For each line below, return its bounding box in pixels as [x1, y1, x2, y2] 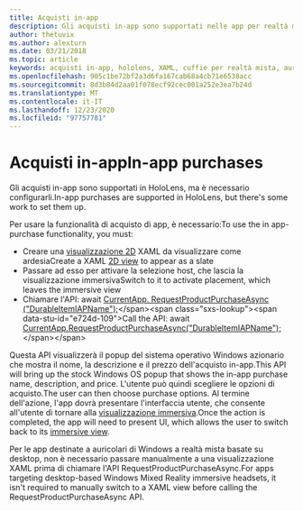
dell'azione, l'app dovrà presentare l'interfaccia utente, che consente [9, 397, 266, 408]
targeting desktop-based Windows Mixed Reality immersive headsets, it [9, 472, 277, 483]
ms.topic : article [9, 55, 78, 64]
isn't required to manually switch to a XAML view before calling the [9, 482, 258, 493]
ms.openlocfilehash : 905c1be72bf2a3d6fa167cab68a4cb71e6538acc [9, 72, 252, 81]
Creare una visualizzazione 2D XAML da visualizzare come [22, 246, 242, 257]
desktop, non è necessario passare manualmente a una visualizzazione [9, 453, 275, 464]
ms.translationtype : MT [9, 88, 99, 97]
